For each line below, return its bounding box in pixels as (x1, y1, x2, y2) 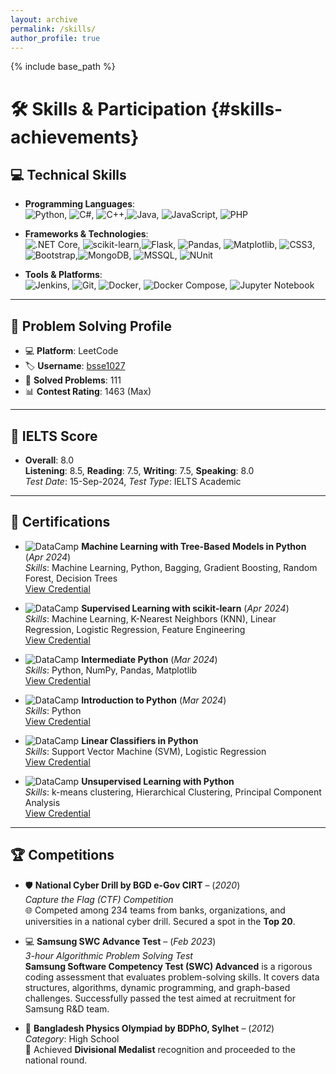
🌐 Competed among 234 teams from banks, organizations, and (24, 904, 286, 916)
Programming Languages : (24, 198, 136, 210)
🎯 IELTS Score (10, 427, 98, 445)
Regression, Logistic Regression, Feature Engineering (24, 623, 246, 635)
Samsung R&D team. (24, 1002, 110, 1015)
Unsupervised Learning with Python (81, 775, 235, 787)
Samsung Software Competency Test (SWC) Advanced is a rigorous (24, 960, 313, 972)
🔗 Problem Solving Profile (10, 317, 172, 335)
